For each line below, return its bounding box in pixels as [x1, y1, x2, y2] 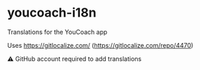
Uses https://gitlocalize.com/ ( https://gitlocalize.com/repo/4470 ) [7, 41, 194, 49]
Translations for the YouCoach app [7, 28, 108, 36]
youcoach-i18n [7, 5, 97, 21]
